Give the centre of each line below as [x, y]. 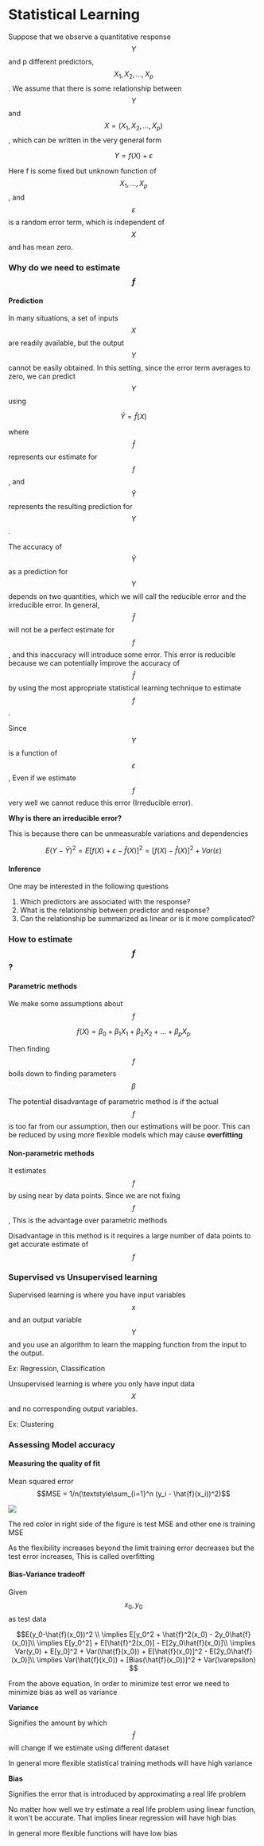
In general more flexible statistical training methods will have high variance [130, 1762]
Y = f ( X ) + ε [134, 155]
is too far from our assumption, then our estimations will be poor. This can [129, 1126]
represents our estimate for [53, 457]
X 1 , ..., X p [134, 184]
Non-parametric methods [51, 1153]
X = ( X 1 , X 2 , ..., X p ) [134, 126]
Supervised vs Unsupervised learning [83, 1277]
